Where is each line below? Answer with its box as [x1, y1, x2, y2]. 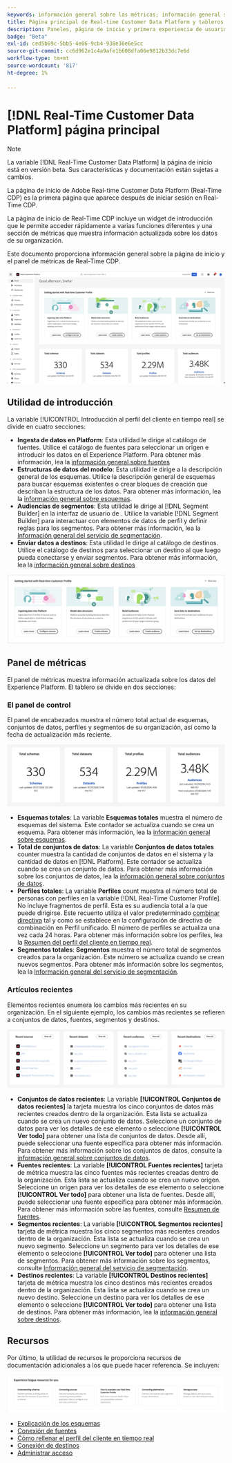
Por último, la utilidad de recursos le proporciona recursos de [7, 1353, 182, 1361]
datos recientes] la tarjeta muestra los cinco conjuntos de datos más [17, 1102, 214, 1111]
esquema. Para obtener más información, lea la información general [17, 828, 211, 836]
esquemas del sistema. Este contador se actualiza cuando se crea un [17, 821, 215, 829]
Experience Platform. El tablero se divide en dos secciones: [7, 683, 176, 691]
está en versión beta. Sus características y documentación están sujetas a [7, 166, 219, 174]
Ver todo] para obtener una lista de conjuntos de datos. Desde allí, [17, 1132, 207, 1140]
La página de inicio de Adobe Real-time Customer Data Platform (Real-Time [7, 187, 222, 195]
